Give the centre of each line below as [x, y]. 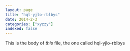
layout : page [19, 10]
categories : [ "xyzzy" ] [29, 24]
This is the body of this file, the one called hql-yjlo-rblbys [65, 43]
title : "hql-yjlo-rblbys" [32, 15]
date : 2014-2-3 [21, 19]
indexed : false [21, 29]
